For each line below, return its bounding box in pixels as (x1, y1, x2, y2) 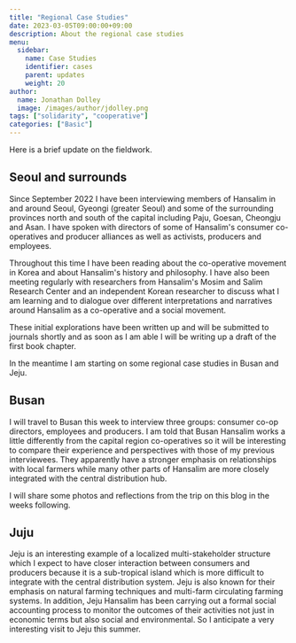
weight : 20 (25, 79, 66, 88)
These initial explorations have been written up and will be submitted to (9, 321, 269, 332)
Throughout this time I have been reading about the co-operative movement (9, 258, 287, 268)
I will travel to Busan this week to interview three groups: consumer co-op (9, 416, 279, 427)
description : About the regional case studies (9, 29, 184, 38)
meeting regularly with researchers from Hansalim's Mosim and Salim (9, 276, 263, 287)
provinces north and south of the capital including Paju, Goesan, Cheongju (9, 212, 282, 222)
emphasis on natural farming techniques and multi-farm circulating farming (9, 586, 284, 597)
